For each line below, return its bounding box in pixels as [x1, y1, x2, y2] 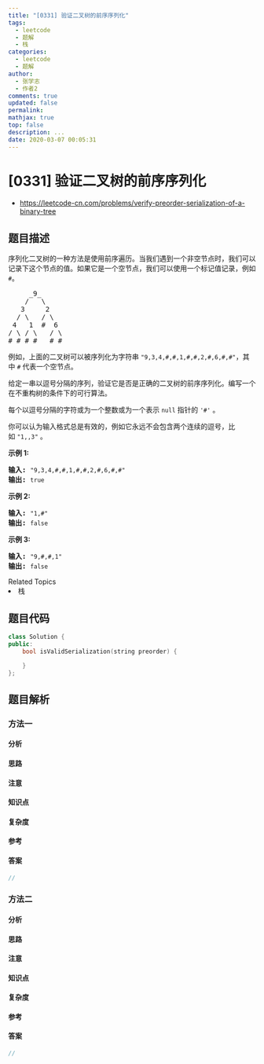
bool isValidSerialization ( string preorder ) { [22, 648, 178, 655]
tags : [8, 19, 26, 27]
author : [8, 70, 34, 78]
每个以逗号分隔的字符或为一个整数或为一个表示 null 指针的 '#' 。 [8, 405, 220, 415]
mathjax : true [8, 114, 55, 122]
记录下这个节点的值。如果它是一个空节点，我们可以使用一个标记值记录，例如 [8, 264, 256, 273]
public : [8, 640, 34, 648]
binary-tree [19, 207, 57, 216]
